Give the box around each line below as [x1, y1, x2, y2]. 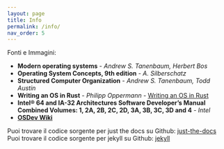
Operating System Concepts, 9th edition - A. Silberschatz [17, 69, 186, 78]
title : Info [7, 17, 42, 24]
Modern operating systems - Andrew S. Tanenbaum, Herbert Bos [17, 62, 208, 70]
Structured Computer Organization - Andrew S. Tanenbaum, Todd [17, 77, 211, 85]
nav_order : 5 [7, 29, 45, 37]
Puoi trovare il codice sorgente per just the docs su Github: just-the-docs [7, 127, 217, 135]
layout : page [7, 10, 45, 17]
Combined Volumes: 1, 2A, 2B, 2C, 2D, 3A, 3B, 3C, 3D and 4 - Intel [17, 106, 211, 114]
